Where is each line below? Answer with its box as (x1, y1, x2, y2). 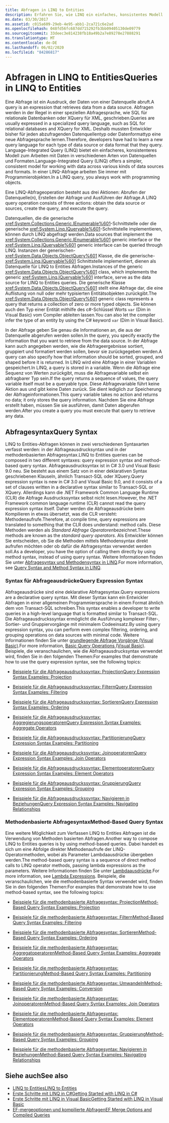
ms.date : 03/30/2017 (5, 17, 49, 22)
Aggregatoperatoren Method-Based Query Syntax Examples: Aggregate (12, 950, 161, 956)
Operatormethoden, (5, 851, 46, 858)
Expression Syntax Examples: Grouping (12, 785, 95, 791)
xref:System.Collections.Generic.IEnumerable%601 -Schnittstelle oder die (5, 220, 157, 227)
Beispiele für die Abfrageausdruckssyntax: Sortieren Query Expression (12, 699, 158, 705)
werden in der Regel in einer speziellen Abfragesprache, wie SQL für (5, 110, 147, 116)
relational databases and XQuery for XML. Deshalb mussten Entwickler (5, 126, 152, 132)
